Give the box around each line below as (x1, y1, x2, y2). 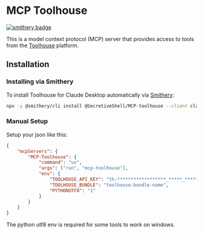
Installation (6, 59, 50, 70)
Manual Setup (6, 117, 48, 126)
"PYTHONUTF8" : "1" (49, 187, 96, 193)
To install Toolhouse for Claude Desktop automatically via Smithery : (6, 91, 175, 99)
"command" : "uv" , (38, 160, 83, 166)
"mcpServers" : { (17, 148, 59, 154)
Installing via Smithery (6, 77, 74, 86)
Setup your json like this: (6, 131, 68, 138)
